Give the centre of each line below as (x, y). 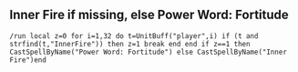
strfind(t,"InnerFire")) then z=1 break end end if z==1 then (130, 44)
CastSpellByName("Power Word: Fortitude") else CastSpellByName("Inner (148, 52)
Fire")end (28, 60)
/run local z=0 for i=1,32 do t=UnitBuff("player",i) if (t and (134, 36)
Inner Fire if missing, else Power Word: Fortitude (149, 15)
